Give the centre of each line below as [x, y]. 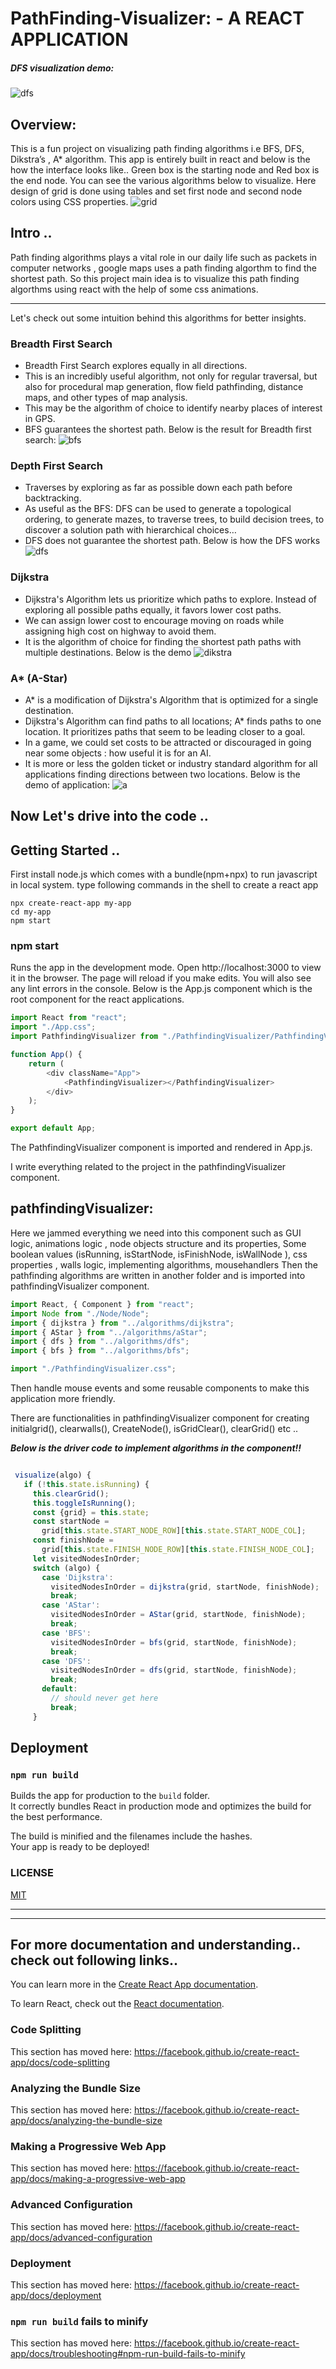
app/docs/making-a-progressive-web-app [98, 2179]
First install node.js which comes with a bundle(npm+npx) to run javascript [164, 874]
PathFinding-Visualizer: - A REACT [157, 18]
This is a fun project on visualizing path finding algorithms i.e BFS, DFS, [157, 148]
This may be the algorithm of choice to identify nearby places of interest [173, 408]
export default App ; [53, 1128]
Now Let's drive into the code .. [109, 816]
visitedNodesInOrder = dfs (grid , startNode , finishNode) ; [174, 1670]
